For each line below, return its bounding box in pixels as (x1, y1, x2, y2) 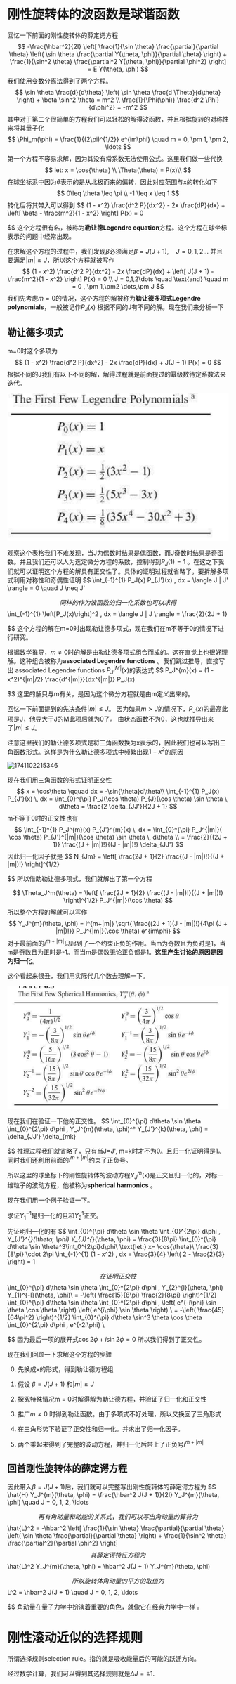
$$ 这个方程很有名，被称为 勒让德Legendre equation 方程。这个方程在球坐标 (7, 223, 228, 232)
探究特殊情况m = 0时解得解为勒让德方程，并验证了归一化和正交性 (17, 1395, 207, 1404)
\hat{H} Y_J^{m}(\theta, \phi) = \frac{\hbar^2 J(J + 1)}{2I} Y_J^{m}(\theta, (7, 1490, 220, 1499)
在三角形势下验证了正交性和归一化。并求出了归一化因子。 (17, 1425, 184, 1433)
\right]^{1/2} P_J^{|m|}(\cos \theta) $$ (63, 896, 173, 905)
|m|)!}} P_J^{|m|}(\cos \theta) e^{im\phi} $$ (55, 927, 181, 935)
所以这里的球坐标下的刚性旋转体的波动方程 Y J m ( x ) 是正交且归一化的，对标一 (7, 1170, 224, 1181)
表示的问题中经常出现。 (7, 232, 75, 240)
